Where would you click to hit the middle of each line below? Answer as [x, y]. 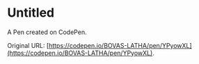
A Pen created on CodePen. [47, 32]
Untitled [31, 13]
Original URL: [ [28, 45]
